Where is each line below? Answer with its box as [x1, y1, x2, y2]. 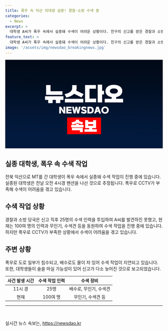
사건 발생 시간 [7, 278, 34, 284]
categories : [5, 13, 30, 19]
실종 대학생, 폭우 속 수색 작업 [5, 159, 88, 168]
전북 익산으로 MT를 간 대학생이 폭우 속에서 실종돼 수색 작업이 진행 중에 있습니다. [5, 174, 161, 180]
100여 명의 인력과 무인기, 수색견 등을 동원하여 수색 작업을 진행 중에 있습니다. [14, 223, 163, 229]
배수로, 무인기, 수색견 [69, 286, 110, 292]
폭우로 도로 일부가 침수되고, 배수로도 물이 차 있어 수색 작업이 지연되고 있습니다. [5, 259, 158, 265]
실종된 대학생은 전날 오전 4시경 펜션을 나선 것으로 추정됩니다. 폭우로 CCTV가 [5, 180, 155, 186]
